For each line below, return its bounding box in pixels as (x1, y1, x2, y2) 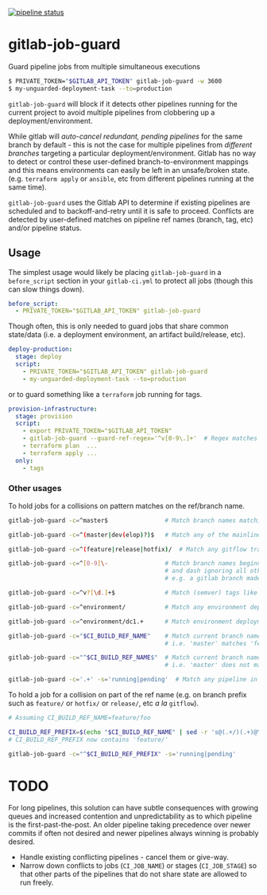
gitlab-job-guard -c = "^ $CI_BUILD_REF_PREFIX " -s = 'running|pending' (8, 750, 237, 758)
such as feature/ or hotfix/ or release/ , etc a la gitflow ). (8, 698, 199, 709)
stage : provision (15, 412, 73, 420)
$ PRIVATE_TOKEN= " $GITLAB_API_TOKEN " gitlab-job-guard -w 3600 (8, 77, 222, 85)
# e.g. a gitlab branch (164, 575, 244, 583)
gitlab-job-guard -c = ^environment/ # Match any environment (8, 603, 247, 611)
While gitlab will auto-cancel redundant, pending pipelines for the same (8, 132, 243, 141)
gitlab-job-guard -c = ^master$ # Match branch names (8, 516, 237, 524)
